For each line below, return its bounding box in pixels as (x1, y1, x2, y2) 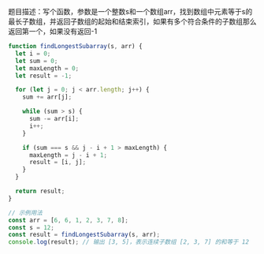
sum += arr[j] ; (22, 93, 73, 101)
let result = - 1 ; (15, 72, 73, 80)
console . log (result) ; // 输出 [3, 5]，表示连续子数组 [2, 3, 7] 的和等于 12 (8, 238, 250, 246)
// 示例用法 (8, 208, 43, 217)
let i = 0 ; (15, 50, 51, 58)
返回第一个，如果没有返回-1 (8, 27, 98, 35)
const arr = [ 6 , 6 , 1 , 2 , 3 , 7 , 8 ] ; (8, 216, 128, 224)
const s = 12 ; (8, 223, 55, 231)
